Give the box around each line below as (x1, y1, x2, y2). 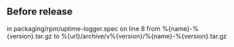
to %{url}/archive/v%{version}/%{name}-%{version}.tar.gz (53, 32, 227, 40)
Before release (6, 6, 73, 18)
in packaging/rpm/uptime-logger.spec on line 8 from (6, 24, 161, 33)
